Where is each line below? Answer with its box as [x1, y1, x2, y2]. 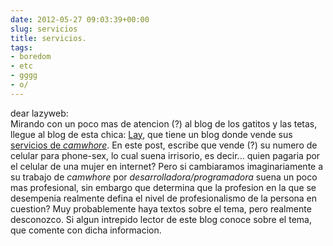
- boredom [10, 52, 52, 62]
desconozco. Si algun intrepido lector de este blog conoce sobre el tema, [10, 213, 312, 225]
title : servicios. [10, 33, 87, 43]
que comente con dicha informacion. [10, 224, 162, 236]
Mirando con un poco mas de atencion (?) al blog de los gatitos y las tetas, [10, 117, 318, 130]
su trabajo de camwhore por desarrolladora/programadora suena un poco [10, 171, 318, 183]
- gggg [10, 71, 38, 81]
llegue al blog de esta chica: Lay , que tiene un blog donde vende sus [10, 128, 293, 140]
